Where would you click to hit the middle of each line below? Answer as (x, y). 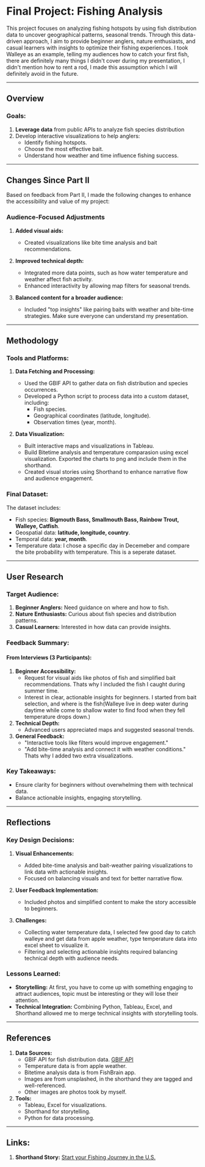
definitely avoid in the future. (42, 73)
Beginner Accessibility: (45, 671)
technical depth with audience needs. (71, 958)
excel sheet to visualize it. (57, 945)
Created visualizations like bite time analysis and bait (91, 242)
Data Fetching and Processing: (55, 372)
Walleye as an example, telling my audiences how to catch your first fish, (98, 54)
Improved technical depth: (49, 260)
